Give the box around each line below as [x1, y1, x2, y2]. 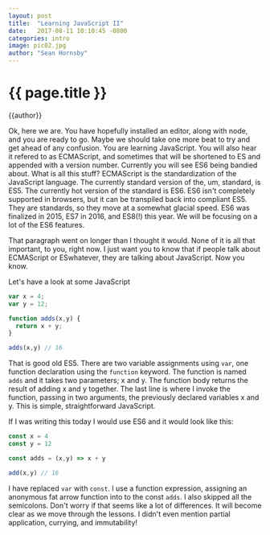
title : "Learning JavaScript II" [8, 19, 125, 27]
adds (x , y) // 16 [8, 344, 63, 352]
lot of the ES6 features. [8, 220, 85, 229]
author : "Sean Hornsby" [8, 49, 88, 57]
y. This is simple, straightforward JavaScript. [8, 401, 156, 411]
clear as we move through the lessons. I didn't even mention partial [8, 508, 231, 519]
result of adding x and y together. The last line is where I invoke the [8, 384, 231, 394]
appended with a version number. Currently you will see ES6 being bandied [8, 160, 258, 170]
